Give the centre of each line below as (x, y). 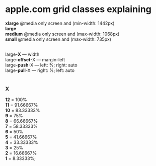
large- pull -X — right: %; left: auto (40, 70)
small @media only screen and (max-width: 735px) (58, 39)
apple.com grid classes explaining (79, 9)
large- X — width (22, 54)
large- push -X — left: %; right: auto (41, 65)
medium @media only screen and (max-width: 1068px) (62, 34)
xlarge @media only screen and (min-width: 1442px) (60, 23)
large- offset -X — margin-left (35, 59)
